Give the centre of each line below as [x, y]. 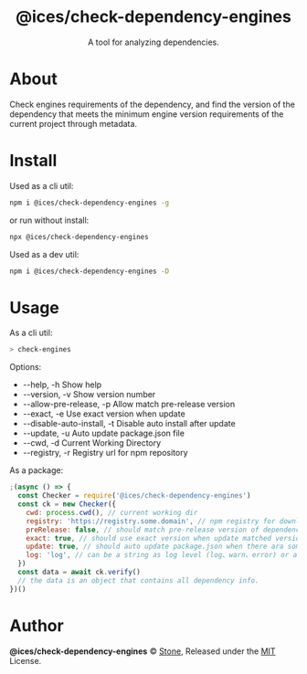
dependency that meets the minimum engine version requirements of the [147, 114]
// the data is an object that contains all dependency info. [138, 580]
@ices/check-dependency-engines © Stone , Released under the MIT [143, 651]
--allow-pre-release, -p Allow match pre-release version [129, 405]
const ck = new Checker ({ [67, 504]
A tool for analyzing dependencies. [153, 42]
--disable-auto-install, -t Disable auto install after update [129, 424]
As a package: [37, 470]
